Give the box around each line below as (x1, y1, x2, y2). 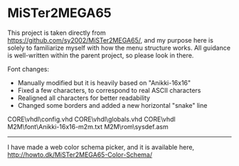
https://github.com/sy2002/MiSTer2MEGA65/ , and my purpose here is (7, 35, 213, 44)
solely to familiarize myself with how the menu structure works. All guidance (7, 43, 231, 52)
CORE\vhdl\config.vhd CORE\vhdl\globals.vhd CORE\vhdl (7, 115, 176, 123)
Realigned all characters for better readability (17, 94, 151, 102)
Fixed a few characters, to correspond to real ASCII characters (17, 86, 201, 94)
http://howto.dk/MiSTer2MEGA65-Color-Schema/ (7, 150, 153, 159)
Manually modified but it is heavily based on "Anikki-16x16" (17, 78, 191, 87)
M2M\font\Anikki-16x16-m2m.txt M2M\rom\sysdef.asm (7, 122, 169, 131)
